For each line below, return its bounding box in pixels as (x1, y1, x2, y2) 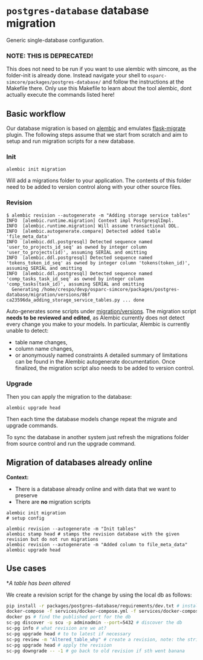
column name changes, (14, 345, 74, 352)
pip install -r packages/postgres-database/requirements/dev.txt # (6, 603, 180, 609)
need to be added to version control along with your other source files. (6, 183, 182, 191)
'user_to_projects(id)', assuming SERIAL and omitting (6, 249, 147, 255)
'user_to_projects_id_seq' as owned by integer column (6, 244, 147, 250)
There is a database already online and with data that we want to (14, 485, 176, 492)
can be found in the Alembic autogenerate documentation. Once (14, 358, 175, 365)
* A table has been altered (6, 579, 71, 587)
